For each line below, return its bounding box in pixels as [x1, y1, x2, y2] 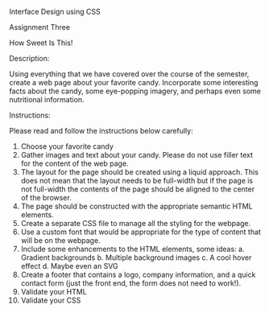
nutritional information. [9, 95, 85, 104]
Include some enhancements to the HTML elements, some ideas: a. [20, 245, 245, 253]
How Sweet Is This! [9, 38, 73, 47]
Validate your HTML [20, 287, 87, 296]
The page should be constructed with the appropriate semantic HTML [20, 201, 253, 211]
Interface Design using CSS [9, 7, 101, 16]
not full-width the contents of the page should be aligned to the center [20, 184, 255, 194]
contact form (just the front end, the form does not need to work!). [20, 278, 242, 288]
